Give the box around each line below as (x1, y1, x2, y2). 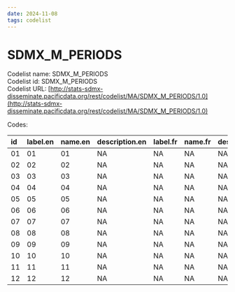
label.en (27, 137, 55, 147)
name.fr (184, 137, 211, 147)
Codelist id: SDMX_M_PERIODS (7, 78, 98, 86)
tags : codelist (7, 17, 52, 24)
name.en (60, 137, 91, 147)
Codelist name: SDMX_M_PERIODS (7, 70, 108, 78)
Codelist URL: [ (7, 85, 51, 93)
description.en (97, 137, 147, 147)
